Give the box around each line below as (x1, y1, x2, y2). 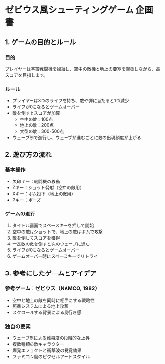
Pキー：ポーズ (12, 197, 41, 203)
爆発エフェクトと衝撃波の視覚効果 (12, 347, 82, 353)
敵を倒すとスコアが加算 (12, 110, 60, 116)
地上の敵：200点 (19, 122, 54, 128)
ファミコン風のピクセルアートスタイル (12, 354, 90, 360)
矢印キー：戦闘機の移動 (12, 178, 60, 184)
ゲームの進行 (5, 210, 35, 217)
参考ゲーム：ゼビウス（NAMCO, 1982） (5, 285, 100, 292)
